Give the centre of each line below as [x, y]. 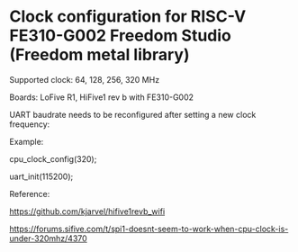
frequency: [30, 124]
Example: [27, 141]
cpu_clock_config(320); [53, 158]
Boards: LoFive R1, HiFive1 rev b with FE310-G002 [102, 97]
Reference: [30, 193]
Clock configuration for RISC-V [128, 17]
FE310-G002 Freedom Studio [121, 36]
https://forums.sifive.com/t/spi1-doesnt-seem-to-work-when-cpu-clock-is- [149, 229]
